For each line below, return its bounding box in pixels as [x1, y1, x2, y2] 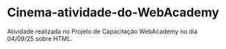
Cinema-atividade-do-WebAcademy [7, 5, 219, 20]
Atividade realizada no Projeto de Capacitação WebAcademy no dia [7, 27, 198, 35]
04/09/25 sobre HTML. [7, 34, 73, 42]
